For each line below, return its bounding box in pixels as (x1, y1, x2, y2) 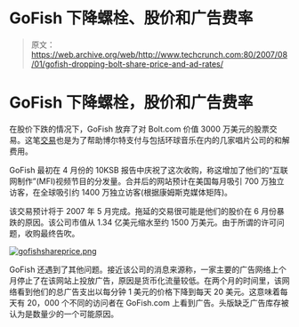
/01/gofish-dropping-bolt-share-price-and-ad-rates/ (30, 59, 224, 69)
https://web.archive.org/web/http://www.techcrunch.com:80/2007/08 (30, 49, 287, 60)
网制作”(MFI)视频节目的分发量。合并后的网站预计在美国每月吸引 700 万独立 (9, 175, 285, 187)
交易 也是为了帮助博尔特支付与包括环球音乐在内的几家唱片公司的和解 (40, 134, 290, 145)
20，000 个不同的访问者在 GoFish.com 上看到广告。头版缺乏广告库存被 (26, 297, 289, 307)
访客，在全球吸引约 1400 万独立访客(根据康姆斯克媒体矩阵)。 (9, 187, 233, 197)
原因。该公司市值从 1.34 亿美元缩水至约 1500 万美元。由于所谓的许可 (24, 217, 278, 227)
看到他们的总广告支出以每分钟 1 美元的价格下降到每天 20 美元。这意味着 (16, 286, 280, 297)
